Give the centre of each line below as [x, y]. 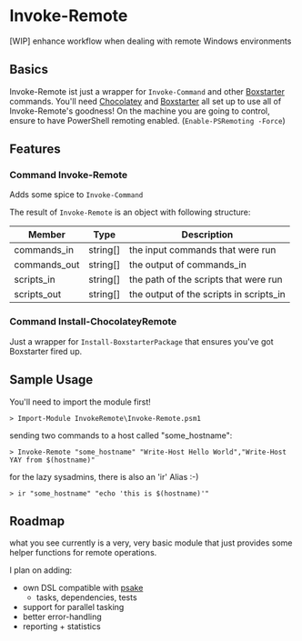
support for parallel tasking [73, 607]
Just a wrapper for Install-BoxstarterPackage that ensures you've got [141, 341]
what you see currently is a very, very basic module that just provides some [151, 543]
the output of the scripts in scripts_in [207, 295]
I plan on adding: [41, 570]
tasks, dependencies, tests [87, 597]
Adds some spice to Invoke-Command [76, 195]
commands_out [47, 265]
